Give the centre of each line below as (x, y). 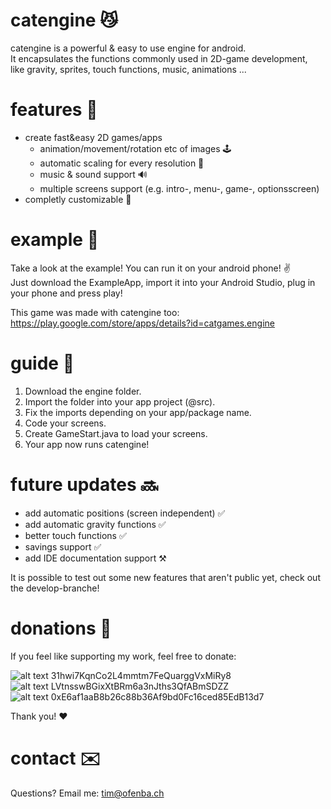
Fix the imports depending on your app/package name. (138, 412)
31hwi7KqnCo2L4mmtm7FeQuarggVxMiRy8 (141, 675)
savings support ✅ (63, 546)
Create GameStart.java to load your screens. (116, 433)
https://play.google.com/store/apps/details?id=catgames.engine (142, 323)
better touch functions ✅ (75, 535)
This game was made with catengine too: (95, 312)
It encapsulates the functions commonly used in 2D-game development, (159, 58)
